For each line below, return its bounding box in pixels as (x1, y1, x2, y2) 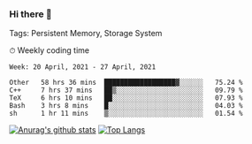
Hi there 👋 (9, 8, 53, 20)
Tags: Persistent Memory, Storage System (9, 28, 163, 39)
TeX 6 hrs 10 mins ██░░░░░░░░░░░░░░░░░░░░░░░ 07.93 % (9, 94, 243, 102)
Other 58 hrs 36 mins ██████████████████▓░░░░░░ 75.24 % (9, 79, 243, 87)
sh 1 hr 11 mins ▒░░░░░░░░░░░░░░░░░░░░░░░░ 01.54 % (9, 110, 243, 118)
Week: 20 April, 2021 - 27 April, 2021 (9, 63, 157, 72)
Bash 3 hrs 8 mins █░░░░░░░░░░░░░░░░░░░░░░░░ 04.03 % (9, 102, 243, 110)
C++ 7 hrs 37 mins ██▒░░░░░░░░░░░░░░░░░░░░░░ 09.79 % (9, 86, 243, 95)
